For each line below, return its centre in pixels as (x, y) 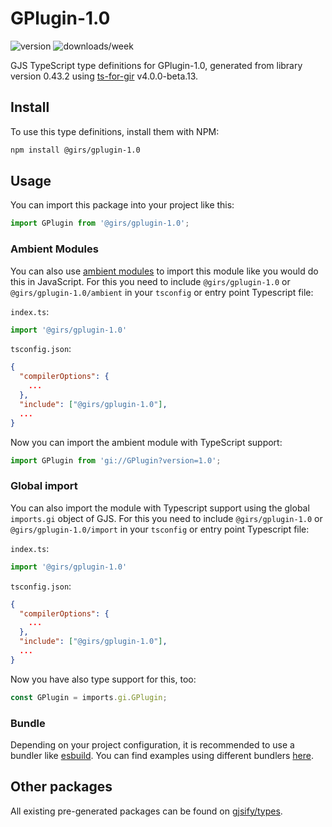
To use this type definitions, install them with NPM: (115, 131)
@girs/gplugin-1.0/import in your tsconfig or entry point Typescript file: (160, 529)
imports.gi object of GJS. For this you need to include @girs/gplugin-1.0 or (166, 518)
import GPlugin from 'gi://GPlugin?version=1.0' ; (116, 460)
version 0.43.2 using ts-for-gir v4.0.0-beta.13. (104, 76)
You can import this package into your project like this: (122, 205)
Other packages (61, 787)
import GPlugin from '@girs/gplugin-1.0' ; (100, 223)
